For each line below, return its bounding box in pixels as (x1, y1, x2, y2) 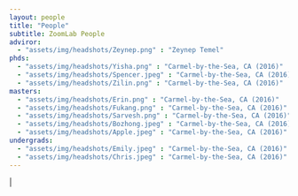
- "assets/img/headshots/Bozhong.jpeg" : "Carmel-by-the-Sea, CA (17, 120, 264, 129)
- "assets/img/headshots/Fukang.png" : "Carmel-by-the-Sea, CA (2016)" (17, 103, 288, 112)
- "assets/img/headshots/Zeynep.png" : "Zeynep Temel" (17, 46, 224, 55)
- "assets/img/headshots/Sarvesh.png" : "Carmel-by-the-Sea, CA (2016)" (17, 111, 292, 120)
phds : (9, 54, 29, 63)
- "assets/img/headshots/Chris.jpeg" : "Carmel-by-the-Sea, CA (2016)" (17, 152, 288, 162)
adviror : (9, 37, 42, 47)
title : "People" (9, 21, 69, 30)
